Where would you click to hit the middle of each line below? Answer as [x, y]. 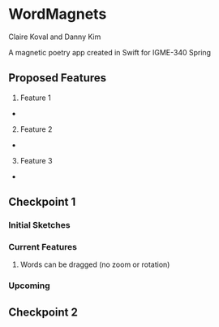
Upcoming [29, 286]
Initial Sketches [39, 225]
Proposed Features [58, 78]
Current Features [43, 246]
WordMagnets [58, 14]
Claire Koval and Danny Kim [55, 37]
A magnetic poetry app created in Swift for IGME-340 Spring [110, 52]
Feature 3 [36, 160]
